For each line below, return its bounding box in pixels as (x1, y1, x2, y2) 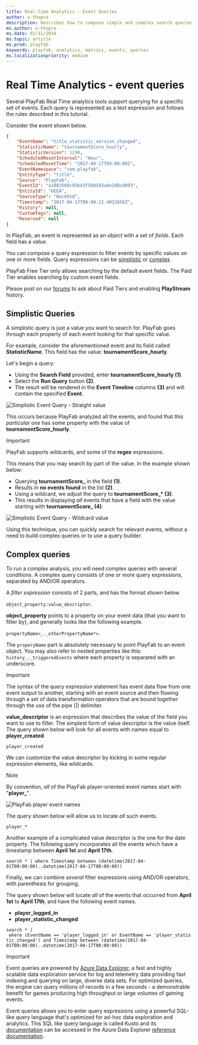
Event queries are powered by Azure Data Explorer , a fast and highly (6, 965, 172, 972)
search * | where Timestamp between (6, 859, 96, 865)
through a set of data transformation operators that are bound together (6, 696, 179, 703)
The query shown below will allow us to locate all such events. (6, 812, 158, 820)
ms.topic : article (6, 36, 51, 42)
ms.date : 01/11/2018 (6, 31, 57, 37)
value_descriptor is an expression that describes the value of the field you (6, 714, 187, 721)
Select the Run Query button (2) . (14, 378, 95, 385)
